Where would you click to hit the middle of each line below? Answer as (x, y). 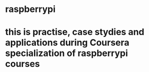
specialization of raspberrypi (67, 53)
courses (22, 64)
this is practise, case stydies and (75, 32)
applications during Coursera (67, 43)
